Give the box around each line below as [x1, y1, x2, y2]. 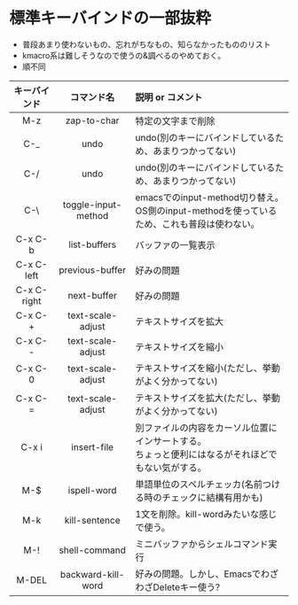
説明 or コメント [135, 90, 203, 103]
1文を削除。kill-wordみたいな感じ [135, 508, 278, 520]
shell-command [59, 544, 127, 556]
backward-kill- [60, 568, 125, 580]
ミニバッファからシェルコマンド [135, 538, 269, 550]
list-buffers [68, 238, 117, 251]
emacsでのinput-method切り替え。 [135, 191, 284, 204]
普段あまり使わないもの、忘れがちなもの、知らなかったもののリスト [21, 39, 271, 50]
